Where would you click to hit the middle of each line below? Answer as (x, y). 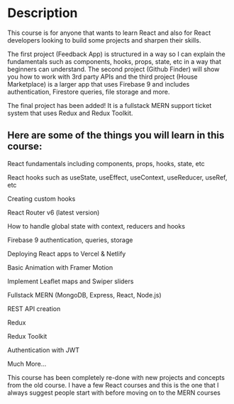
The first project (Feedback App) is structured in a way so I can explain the (116, 54)
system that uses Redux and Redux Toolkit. (70, 113)
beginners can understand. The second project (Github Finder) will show (113, 69)
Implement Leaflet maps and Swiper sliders (71, 281)
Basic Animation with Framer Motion (60, 267)
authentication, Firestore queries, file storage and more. (89, 92)
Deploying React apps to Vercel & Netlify (67, 253)
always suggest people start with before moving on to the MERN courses (114, 393)
